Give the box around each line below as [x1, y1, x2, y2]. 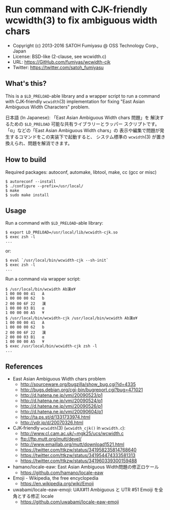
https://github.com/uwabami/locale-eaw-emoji [20, 499, 119, 505]
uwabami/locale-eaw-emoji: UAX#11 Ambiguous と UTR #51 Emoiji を [12, 487, 159, 493]
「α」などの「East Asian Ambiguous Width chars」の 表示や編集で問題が [5, 127, 160, 133]
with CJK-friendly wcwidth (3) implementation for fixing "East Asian [5, 98, 145, 104]
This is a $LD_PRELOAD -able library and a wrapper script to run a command [5, 93, 160, 99]
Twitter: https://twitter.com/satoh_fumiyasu [12, 64, 104, 70]
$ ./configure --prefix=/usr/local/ [5, 184, 83, 189]
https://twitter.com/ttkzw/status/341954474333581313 [20, 452, 136, 459]
